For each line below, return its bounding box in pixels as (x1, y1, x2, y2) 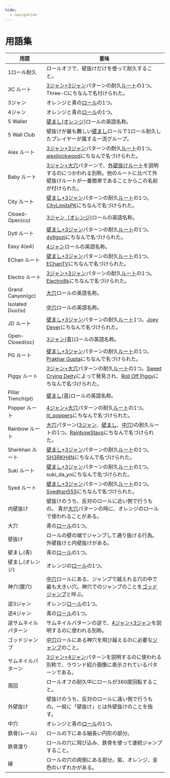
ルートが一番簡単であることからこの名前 (61, 177, 158, 184)
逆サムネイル (8, 620, 38, 627)
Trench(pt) (8, 395, 34, 402)
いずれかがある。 (56, 764, 98, 771)
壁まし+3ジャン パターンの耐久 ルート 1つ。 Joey (46, 316, 158, 323)
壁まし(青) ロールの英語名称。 (46, 392, 116, 399)
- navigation (10, 12, 37, 17)
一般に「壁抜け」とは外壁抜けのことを (56, 703, 148, 711)
